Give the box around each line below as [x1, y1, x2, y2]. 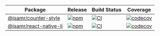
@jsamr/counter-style [8, 15, 60, 21]
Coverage [127, 6, 151, 13]
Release [67, 6, 87, 13]
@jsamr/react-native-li [8, 23, 63, 29]
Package [24, 6, 46, 13]
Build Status [92, 6, 122, 13]
